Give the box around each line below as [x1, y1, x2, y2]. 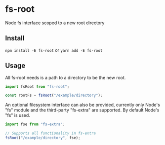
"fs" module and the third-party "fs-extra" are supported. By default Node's [5, 107, 160, 113]
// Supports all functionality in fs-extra [5, 131, 96, 136]
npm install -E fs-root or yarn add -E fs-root [5, 47, 103, 53]
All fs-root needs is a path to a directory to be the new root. [5, 74, 126, 80]
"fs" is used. [5, 112, 31, 118]
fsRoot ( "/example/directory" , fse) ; [5, 136, 81, 141]
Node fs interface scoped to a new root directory [5, 20, 105, 26]
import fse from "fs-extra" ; [5, 122, 65, 127]
